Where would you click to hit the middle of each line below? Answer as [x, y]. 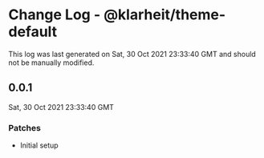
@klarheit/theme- [164, 15]
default [33, 32]
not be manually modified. [51, 63]
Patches [25, 128]
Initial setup [39, 145]
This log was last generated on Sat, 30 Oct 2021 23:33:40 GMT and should [132, 54]
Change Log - [55, 15]
